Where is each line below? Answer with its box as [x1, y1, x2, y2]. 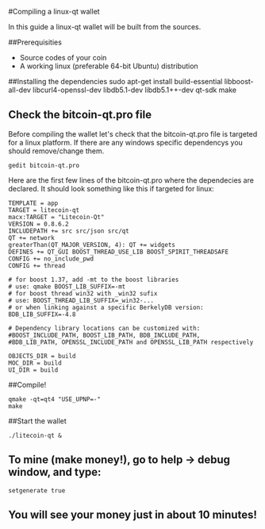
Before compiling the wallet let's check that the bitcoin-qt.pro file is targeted [8, 129, 258, 138]
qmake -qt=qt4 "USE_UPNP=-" [8, 395, 102, 404]
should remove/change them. [8, 146, 105, 156]
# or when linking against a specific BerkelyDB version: [8, 303, 204, 311]
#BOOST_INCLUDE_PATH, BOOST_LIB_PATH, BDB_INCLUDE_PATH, [8, 331, 201, 339]
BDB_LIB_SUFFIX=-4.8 [8, 310, 77, 319]
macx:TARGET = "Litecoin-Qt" [8, 213, 105, 221]
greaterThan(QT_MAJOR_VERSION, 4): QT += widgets [8, 241, 176, 249]
